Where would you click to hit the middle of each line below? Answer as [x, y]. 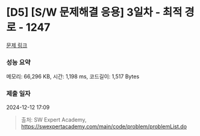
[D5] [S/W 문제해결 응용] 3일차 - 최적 [94, 12]
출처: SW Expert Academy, [54, 119]
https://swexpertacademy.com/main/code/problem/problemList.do [104, 126]
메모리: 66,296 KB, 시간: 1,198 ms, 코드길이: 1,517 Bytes [73, 76]
